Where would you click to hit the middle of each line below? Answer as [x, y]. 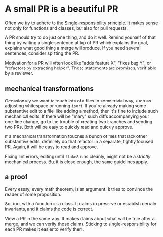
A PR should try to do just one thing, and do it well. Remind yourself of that [81, 37]
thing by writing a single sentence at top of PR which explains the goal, [77, 42]
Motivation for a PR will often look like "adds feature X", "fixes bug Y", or [78, 63]
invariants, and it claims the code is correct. [49, 209]
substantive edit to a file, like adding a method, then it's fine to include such [81, 111]
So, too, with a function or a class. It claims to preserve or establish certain [81, 203]
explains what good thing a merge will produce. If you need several [73, 48]
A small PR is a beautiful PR [62, 9]
